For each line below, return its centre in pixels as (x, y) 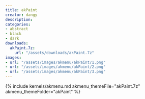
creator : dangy (21, 15)
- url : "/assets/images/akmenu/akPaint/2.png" (55, 67)
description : (19, 19)
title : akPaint (21, 10)
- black (13, 34)
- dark (12, 39)
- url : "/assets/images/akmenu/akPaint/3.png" (55, 72)
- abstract (17, 29)
